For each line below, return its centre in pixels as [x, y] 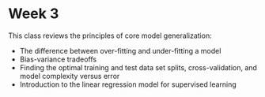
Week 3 [34, 14]
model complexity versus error [70, 76]
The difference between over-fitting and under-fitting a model [120, 50]
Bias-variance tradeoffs [58, 59]
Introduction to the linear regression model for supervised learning [128, 84]
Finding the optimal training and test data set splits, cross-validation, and [138, 67]
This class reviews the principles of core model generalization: [110, 35]
